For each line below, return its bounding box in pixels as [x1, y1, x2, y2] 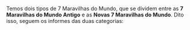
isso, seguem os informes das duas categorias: [6, 18, 124, 24]
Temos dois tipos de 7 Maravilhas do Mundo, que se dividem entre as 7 [6, 5, 184, 12]
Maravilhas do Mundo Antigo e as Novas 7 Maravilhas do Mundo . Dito [6, 11, 184, 18]
